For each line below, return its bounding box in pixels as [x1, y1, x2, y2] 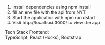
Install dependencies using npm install [12, 4, 91, 10]
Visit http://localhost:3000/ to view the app [12, 20, 100, 25]
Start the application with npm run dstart [12, 15, 95, 20]
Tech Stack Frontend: [5, 29, 49, 35]
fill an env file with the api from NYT [12, 9, 86, 15]
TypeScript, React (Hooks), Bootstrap [5, 34, 82, 40]
